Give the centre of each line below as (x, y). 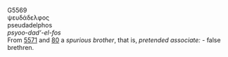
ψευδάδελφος (28, 18)
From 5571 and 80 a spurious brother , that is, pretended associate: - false (114, 40)
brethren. (21, 47)
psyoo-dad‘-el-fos (34, 32)
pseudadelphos (30, 25)
